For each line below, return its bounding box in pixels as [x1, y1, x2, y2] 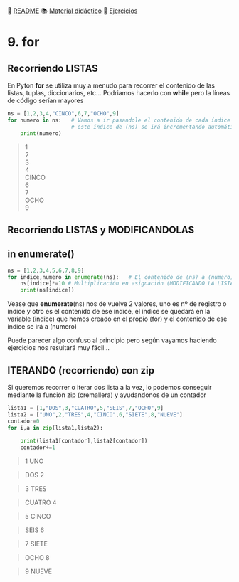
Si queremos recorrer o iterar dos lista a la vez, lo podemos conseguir [7, 383, 212, 392]
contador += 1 [20, 444, 55, 451]
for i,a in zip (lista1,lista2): [7, 424, 103, 431]
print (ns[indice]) [20, 287, 75, 294]
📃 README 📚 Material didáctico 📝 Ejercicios [7, 6, 138, 15]
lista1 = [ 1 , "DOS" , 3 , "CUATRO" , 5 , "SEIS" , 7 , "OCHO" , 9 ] [7, 405, 164, 412]
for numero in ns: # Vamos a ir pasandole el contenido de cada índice [7, 117, 231, 124]
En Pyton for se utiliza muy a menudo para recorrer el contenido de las [7, 81, 216, 90]
